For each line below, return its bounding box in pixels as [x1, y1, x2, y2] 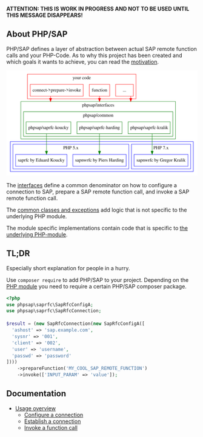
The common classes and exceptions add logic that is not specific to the [6, 206, 187, 213]
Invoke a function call [24, 424, 78, 431]
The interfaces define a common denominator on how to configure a [6, 181, 178, 188]
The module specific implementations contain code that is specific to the [6, 224, 188, 232]
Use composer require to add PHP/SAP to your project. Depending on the [6, 276, 189, 284]
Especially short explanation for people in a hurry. [6, 264, 130, 272]
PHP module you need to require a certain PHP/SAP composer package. [6, 282, 187, 290]
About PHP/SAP [6, 29, 68, 39]
